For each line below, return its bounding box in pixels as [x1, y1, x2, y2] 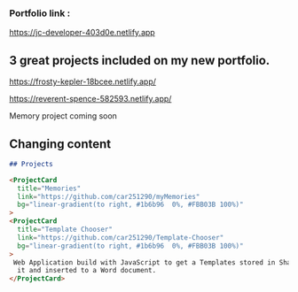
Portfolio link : [9, 7, 71, 19]
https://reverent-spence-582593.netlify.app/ [9, 94, 172, 104]
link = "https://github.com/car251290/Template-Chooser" [17, 233, 224, 242]
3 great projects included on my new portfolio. [9, 52, 271, 68]
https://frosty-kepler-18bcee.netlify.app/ [9, 76, 157, 87]
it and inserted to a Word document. [17, 266, 157, 275]
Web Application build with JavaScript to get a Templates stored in [12, 257, 276, 267]
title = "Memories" [17, 184, 82, 193]
